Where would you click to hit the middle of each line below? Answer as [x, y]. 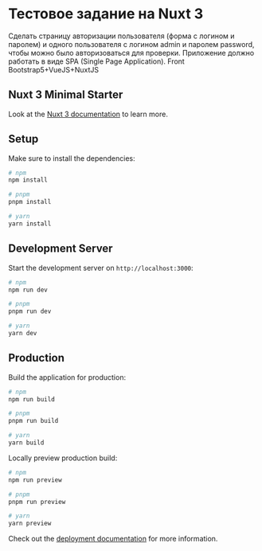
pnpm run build [33, 421]
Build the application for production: [67, 377]
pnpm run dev [30, 311]
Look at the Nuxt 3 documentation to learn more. [88, 114]
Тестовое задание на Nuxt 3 [106, 14]
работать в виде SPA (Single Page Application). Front [96, 61]
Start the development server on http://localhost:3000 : [101, 268]
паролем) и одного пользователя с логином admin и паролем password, [131, 44]
